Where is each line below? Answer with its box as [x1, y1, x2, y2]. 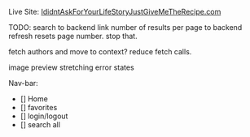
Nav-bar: [8, 79, 38, 88]
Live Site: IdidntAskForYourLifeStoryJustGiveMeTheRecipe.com [8, 7, 221, 16]
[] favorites [20, 103, 58, 112]
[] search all [20, 120, 61, 129]
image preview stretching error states [8, 62, 134, 72]
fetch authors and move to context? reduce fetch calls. [8, 47, 192, 56]
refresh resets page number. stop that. [8, 32, 138, 41]
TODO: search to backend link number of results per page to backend [8, 23, 243, 32]
